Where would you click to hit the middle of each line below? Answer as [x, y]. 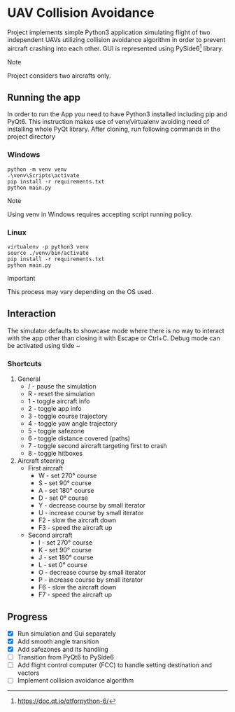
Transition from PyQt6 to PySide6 [65, 657]
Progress [27, 616]
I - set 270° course [65, 543]
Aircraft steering [41, 461]
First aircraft [45, 468]
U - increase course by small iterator [91, 513]
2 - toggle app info [55, 409]
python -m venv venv [37, 169]
